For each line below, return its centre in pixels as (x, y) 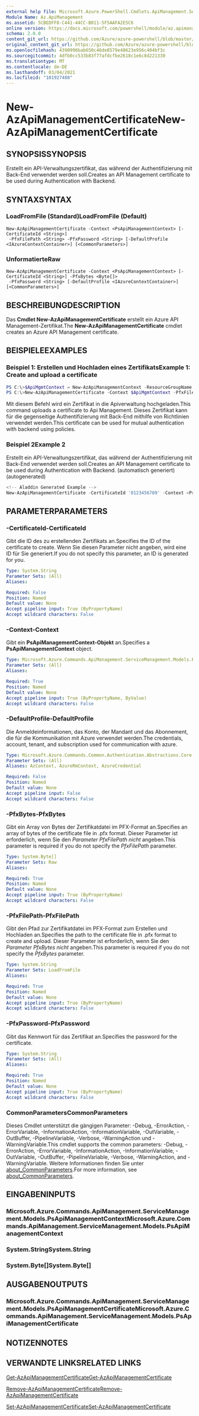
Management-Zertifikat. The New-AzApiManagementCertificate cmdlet (94, 325)
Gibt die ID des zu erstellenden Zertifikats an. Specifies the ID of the (88, 541)
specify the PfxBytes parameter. (45, 954)
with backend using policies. (41, 429)
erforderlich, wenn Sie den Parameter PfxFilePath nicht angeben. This (91, 839)
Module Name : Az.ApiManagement (45, 17)
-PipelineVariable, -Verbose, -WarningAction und (92, 1138)
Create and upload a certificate (52, 375)
